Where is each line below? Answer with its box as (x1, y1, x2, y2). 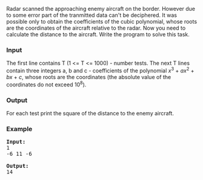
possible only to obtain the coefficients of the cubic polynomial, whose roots (6, 18, 198, 25)
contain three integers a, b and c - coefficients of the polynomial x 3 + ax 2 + (6, 66, 195, 74)
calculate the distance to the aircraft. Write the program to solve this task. (6, 31, 190, 38)
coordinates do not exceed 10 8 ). (6, 80, 87, 88)
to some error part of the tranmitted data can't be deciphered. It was (6, 11, 178, 19)
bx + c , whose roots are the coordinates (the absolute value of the (6, 73, 171, 80)
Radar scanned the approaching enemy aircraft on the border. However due (6, 5, 196, 12)
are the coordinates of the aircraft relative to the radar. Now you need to (6, 24, 186, 31)
